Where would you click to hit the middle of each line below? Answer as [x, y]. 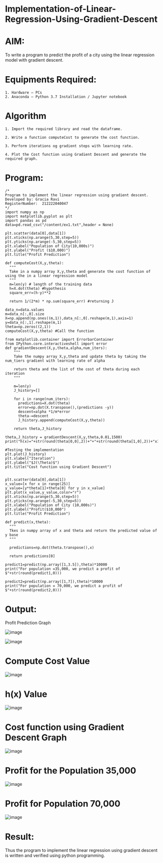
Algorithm [26, 116]
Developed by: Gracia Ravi [32, 199]
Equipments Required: [51, 80]
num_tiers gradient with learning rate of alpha [55, 361]
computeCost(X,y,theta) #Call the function [50, 331]
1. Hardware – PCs [24, 93]
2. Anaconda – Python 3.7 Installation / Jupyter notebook [66, 97]
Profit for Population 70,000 [63, 804]
